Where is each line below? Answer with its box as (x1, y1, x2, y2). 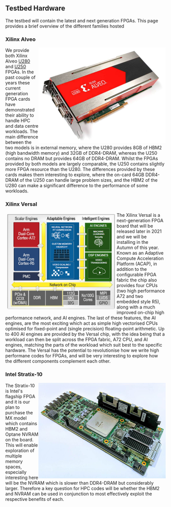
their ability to (5, 112, 34, 119)
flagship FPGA (5, 393, 36, 399)
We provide (5, 47, 30, 53)
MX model (5, 415, 27, 421)
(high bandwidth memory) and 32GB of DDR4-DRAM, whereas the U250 (5, 150, 158, 156)
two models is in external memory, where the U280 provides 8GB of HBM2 (5, 145, 162, 151)
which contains (5, 420, 37, 427)
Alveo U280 (5, 58, 31, 64)
